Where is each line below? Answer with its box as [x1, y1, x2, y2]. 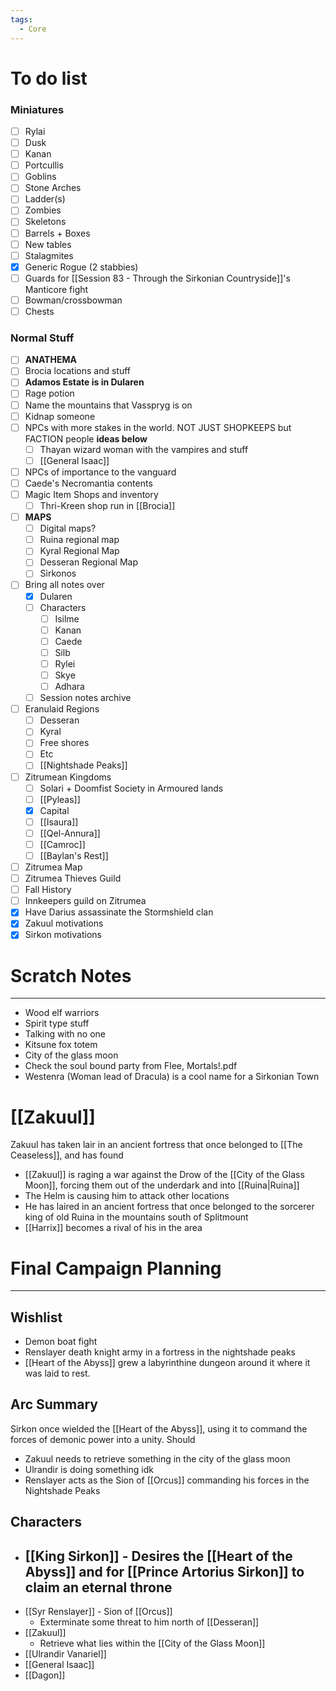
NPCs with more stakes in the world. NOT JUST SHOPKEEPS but [24, 421, 292, 433]
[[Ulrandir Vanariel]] [24, 1648, 107, 1660]
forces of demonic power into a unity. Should [10, 1433, 196, 1445]
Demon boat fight [24, 1336, 98, 1348]
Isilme [54, 612, 80, 625]
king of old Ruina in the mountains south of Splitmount [24, 1211, 249, 1223]
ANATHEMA [24, 354, 77, 366]
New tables [24, 238, 72, 250]
